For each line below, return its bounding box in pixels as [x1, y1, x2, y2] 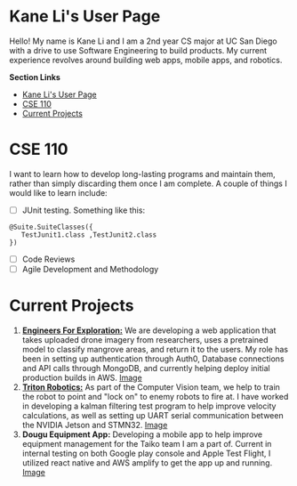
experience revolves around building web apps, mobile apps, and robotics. [9, 54, 283, 65]
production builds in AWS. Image [21, 372, 142, 383]
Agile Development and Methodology [21, 264, 159, 274]
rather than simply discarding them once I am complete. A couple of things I [9, 178, 287, 189]
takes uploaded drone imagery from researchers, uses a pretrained [21, 335, 269, 344]
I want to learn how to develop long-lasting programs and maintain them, [9, 168, 276, 179]
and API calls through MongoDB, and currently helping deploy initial [21, 363, 270, 373]
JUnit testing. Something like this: [21, 205, 145, 215]
